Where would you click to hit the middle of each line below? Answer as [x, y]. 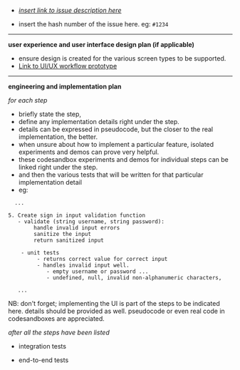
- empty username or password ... [97, 272]
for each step [28, 100]
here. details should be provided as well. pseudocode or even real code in [116, 311]
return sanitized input [69, 240]
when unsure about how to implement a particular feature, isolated [116, 144]
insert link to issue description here [70, 10]
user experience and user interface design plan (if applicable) [101, 45]
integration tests [42, 346]
